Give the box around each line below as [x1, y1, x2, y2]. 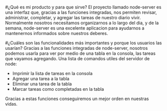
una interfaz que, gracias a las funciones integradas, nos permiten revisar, [5, 9, 157, 15]
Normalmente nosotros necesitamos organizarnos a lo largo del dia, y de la [5, 20, 159, 26]
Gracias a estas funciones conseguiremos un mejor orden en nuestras [5, 96, 149, 102]
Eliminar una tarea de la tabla [12, 81, 72, 87]
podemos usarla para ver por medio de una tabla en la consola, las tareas [5, 50, 156, 56]
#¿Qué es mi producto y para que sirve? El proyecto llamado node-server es [5, 4, 162, 10]
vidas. [5, 101, 18, 107]
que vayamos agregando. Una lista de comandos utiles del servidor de [5, 56, 150, 61]
